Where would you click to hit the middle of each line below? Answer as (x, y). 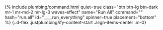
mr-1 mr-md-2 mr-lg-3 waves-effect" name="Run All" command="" (74, 12)
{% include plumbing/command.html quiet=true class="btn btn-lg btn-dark (81, 7)
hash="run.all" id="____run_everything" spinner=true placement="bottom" (81, 17)
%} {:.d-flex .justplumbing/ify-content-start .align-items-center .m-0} (76, 22)
